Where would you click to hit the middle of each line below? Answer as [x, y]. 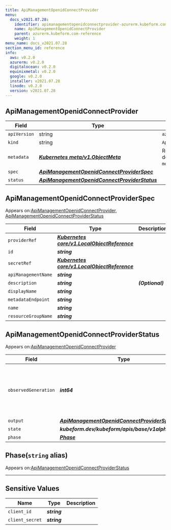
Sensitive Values [32, 488]
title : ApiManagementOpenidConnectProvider [52, 10]
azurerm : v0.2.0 [27, 62]
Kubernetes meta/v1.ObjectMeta [80, 157]
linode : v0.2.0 [26, 86]
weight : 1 [25, 39]
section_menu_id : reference [35, 48]
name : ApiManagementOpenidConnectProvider [60, 29]
